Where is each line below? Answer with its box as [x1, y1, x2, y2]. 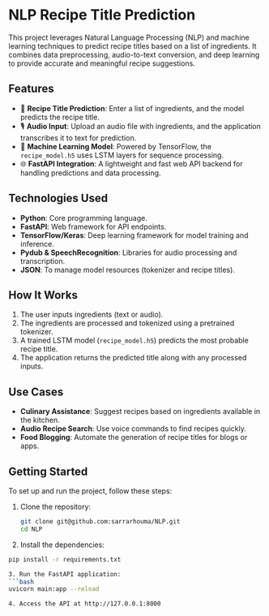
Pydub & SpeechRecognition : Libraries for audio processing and [19, 248, 237, 257]
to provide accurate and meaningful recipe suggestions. [8, 58, 196, 68]
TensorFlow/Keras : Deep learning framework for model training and [19, 230, 249, 240]
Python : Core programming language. [19, 213, 147, 222]
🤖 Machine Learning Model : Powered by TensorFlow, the [19, 141, 212, 151]
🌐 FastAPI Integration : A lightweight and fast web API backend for [19, 158, 243, 168]
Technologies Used [8, 192, 108, 205]
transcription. [19, 256, 66, 265]
